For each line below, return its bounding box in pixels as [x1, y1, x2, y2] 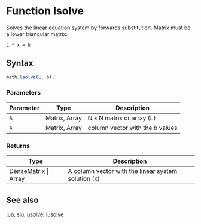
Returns [6, 141, 30, 150]
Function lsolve [6, 4, 84, 18]
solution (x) [68, 175, 100, 183]
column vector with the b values [87, 123, 178, 132]
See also [6, 195, 39, 205]
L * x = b [6, 42, 31, 48]
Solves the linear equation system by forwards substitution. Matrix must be [6, 24, 191, 31]
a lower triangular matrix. [6, 30, 68, 37]
